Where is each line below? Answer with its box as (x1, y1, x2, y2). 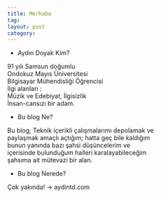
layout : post (7, 23, 45, 30)
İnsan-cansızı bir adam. (7, 99, 75, 108)
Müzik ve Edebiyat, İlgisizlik (7, 92, 87, 100)
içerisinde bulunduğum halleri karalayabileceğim (7, 148, 147, 157)
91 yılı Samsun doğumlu (7, 62, 76, 70)
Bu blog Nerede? (17, 169, 66, 178)
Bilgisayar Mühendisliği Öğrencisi (7, 77, 104, 86)
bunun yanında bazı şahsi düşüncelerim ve (7, 141, 131, 150)
